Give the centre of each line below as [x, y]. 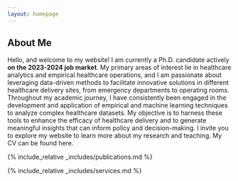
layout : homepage [33, 14]
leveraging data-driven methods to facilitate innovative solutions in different [118, 83]
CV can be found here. [40, 143]
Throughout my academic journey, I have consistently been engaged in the [117, 98]
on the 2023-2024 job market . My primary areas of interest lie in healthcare [119, 68]
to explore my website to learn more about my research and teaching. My [115, 135]
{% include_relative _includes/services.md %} [75, 171]
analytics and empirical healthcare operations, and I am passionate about [115, 75]
